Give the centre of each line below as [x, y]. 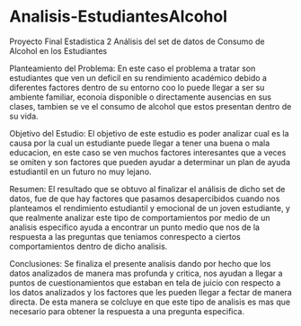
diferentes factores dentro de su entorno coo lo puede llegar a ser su [137, 87]
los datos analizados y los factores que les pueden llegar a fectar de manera [150, 292]
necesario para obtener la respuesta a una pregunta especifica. [127, 311]
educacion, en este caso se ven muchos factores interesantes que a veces [148, 152]
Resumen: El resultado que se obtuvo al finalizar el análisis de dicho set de [147, 189]
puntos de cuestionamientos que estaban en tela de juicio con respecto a [145, 282]
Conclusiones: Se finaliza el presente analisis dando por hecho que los [140, 263]
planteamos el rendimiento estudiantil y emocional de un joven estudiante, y [150, 207]
